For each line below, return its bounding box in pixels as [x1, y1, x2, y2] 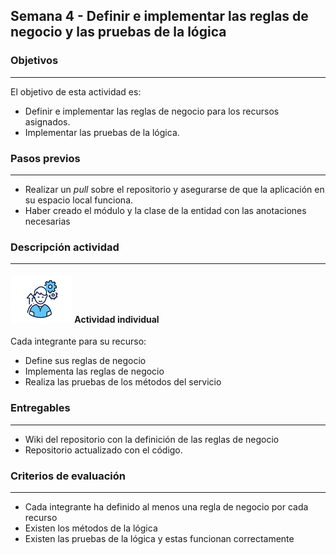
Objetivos [10, 54, 59, 68]
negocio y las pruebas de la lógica [10, 24, 227, 41]
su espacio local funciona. [24, 194, 134, 206]
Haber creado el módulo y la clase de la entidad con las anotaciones [24, 204, 307, 216]
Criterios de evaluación [10, 469, 127, 483]
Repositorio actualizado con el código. [24, 444, 183, 456]
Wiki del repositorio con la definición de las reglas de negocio [24, 433, 280, 445]
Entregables [10, 401, 71, 415]
